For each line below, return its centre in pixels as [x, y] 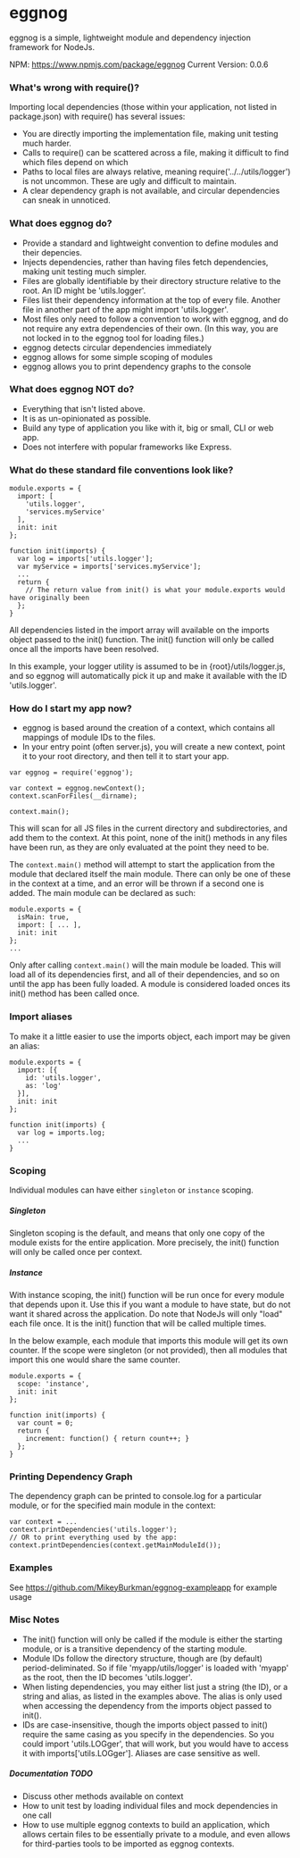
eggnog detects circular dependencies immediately [117, 347]
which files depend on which [75, 163]
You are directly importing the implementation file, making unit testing [150, 134]
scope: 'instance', [54, 1384]
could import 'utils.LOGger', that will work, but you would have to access [155, 1744]
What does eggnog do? [61, 223]
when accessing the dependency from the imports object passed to [147, 1705]
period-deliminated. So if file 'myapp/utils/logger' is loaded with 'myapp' [155, 1668]
